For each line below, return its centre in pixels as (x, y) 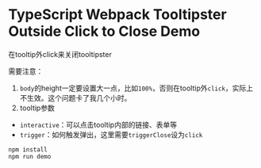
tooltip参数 (37, 108)
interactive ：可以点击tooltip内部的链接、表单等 (98, 124)
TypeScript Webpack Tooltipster (118, 15)
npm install (28, 149)
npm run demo (30, 156)
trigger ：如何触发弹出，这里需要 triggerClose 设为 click (111, 134)
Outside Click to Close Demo (104, 31)
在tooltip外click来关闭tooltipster (60, 54)
